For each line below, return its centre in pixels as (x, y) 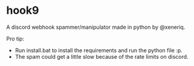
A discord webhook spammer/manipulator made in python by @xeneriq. (96, 27)
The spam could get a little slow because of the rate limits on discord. (102, 56)
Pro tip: (15, 38)
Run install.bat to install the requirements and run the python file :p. (99, 50)
